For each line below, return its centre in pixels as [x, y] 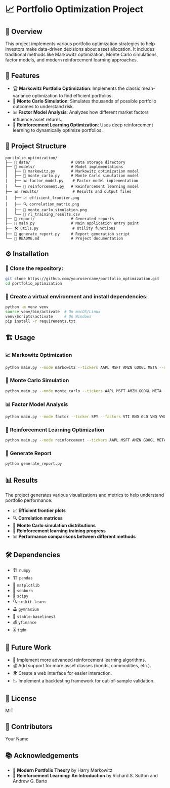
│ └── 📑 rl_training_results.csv [43, 214]
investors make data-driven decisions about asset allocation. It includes [80, 49]
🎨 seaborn [23, 590]
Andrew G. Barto [30, 781]
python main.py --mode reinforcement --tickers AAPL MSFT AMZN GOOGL [80, 440]
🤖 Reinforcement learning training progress [59, 531]
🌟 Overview [24, 31]
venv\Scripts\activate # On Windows [49, 317]
